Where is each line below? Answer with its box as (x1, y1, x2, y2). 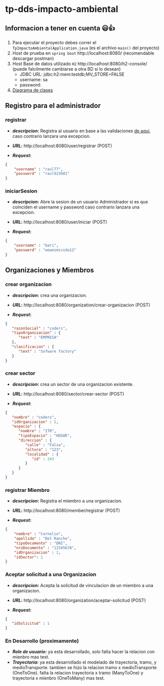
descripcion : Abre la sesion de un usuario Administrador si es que (12, 199, 148, 205)
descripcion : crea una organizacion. (12, 292, 88, 298)
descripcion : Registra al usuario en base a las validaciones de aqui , (12, 128, 151, 134)
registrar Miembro (5, 487, 50, 493)
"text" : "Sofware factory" (18, 349, 77, 354)
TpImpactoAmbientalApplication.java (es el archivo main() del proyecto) (12, 45, 160, 51)
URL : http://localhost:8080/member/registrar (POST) (12, 507, 120, 513)
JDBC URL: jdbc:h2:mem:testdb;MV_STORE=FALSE (19, 71, 125, 77)
